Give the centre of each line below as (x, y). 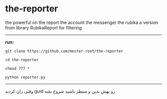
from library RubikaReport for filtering (43, 27)
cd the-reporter (22, 60)
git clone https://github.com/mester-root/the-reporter (64, 51)
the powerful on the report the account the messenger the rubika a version (82, 22)
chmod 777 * (17, 68)
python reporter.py (25, 77)
